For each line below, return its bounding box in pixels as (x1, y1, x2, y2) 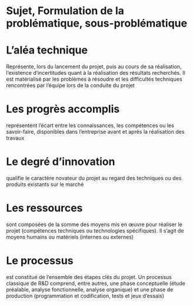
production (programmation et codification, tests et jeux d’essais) (6, 292, 165, 299)
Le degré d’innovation (6, 155, 115, 168)
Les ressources (6, 201, 83, 215)
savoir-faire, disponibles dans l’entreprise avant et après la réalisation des (6, 128, 185, 135)
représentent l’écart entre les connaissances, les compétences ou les (6, 122, 175, 129)
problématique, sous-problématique (6, 16, 187, 30)
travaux (6, 134, 25, 142)
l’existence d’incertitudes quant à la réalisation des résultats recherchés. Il (6, 69, 185, 77)
